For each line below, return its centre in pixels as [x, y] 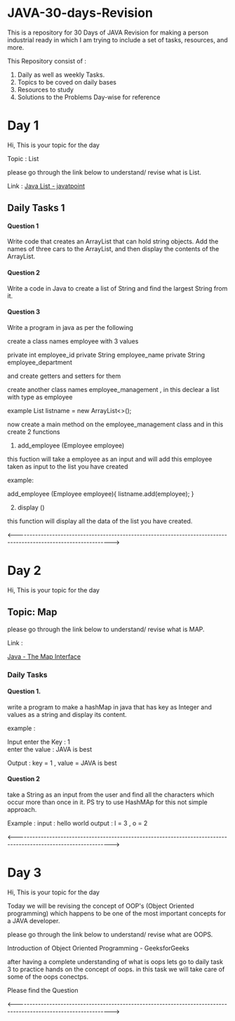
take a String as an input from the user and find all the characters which [111, 794]
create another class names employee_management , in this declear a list [113, 389]
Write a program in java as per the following [70, 327]
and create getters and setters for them [64, 376]
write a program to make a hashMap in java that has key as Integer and [110, 707]
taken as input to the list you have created [68, 467]
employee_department [40, 362]
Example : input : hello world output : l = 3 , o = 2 [78, 823]
